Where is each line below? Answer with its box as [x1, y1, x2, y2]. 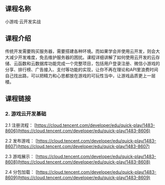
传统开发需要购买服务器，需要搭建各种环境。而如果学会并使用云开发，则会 [5, 48, 156, 54]
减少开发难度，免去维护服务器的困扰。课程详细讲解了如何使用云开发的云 [9, 54, 156, 60]
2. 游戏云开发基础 [5, 110, 47, 117]
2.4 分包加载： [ [5, 169, 38, 175]
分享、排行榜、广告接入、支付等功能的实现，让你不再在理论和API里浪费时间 [5, 67, 159, 72]
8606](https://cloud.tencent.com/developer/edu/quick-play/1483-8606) [5, 128, 151, 134]
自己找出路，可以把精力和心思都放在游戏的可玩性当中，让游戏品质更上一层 [5, 72, 156, 78]
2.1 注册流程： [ [5, 122, 36, 128]
